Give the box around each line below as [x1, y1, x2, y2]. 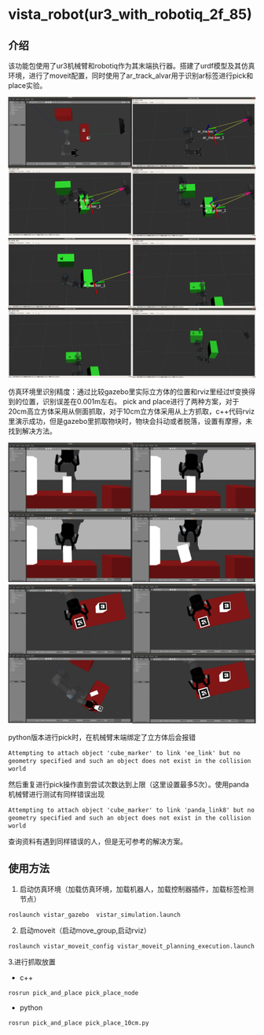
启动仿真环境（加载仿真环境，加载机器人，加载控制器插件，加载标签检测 [19, 884, 254, 893]
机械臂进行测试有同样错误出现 [8, 789, 104, 799]
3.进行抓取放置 [8, 957, 57, 967]
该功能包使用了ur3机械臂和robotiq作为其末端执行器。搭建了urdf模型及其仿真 [8, 61, 255, 70]
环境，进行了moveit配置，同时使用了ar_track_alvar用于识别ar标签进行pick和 [8, 71, 254, 80]
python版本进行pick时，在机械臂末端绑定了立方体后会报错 [8, 732, 196, 742]
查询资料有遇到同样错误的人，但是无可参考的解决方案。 [8, 836, 187, 846]
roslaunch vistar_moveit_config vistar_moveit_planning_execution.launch [8, 942, 255, 950]
